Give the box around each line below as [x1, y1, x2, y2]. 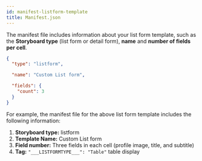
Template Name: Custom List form [15, 135, 102, 142]
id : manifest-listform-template [6, 8, 88, 15]
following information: [6, 117, 60, 124]
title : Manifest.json [6, 14, 61, 21]
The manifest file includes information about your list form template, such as [6, 31, 197, 38]
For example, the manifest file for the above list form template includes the [6, 110, 192, 118]
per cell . [6, 43, 27, 51]
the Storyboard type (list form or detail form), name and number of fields [6, 37, 191, 45]
